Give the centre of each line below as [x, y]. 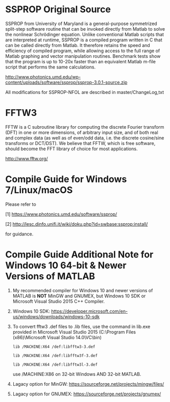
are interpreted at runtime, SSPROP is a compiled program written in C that [84, 40]
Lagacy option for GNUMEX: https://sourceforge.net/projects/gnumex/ [87, 394]
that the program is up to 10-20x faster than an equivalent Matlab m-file [80, 61]
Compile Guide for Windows [66, 179]
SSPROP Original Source [58, 9]
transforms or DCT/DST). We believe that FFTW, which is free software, [80, 143]
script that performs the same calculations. [51, 67]
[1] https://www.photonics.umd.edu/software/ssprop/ [61, 214]
